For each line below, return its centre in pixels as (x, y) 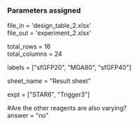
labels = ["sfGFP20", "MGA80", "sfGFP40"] (69, 68)
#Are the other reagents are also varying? (67, 108)
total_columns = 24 (35, 54)
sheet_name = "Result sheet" (49, 81)
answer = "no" (28, 116)
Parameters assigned (44, 10)
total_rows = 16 (29, 47)
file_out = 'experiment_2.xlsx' (49, 33)
